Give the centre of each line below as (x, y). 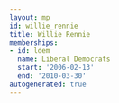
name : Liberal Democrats (64, 59)
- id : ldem (30, 51)
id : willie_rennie (44, 26)
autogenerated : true (48, 84)
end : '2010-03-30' (52, 76)
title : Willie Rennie (50, 34)
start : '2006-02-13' (56, 68)
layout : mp (30, 17)
